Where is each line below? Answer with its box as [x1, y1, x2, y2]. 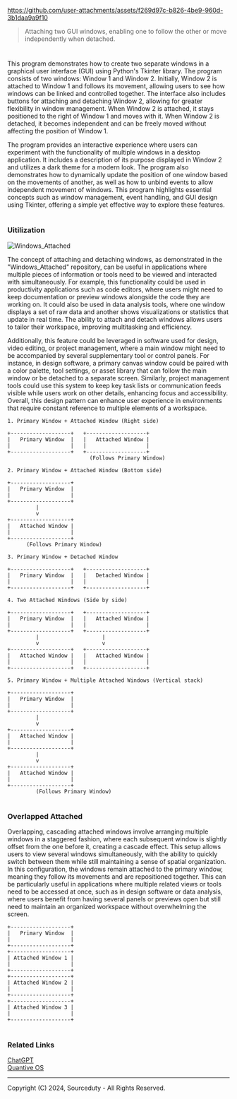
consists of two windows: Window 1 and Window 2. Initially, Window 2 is [7, 74, 217, 83]
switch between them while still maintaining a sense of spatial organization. [7, 858, 226, 866]
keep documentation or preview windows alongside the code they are [7, 292, 210, 301]
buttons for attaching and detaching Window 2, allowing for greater [7, 97, 203, 105]
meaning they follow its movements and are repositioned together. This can [7, 872, 226, 881]
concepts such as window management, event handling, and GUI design [7, 193, 218, 202]
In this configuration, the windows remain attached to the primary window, [7, 865, 224, 874]
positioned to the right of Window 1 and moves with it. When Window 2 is [7, 112, 220, 121]
